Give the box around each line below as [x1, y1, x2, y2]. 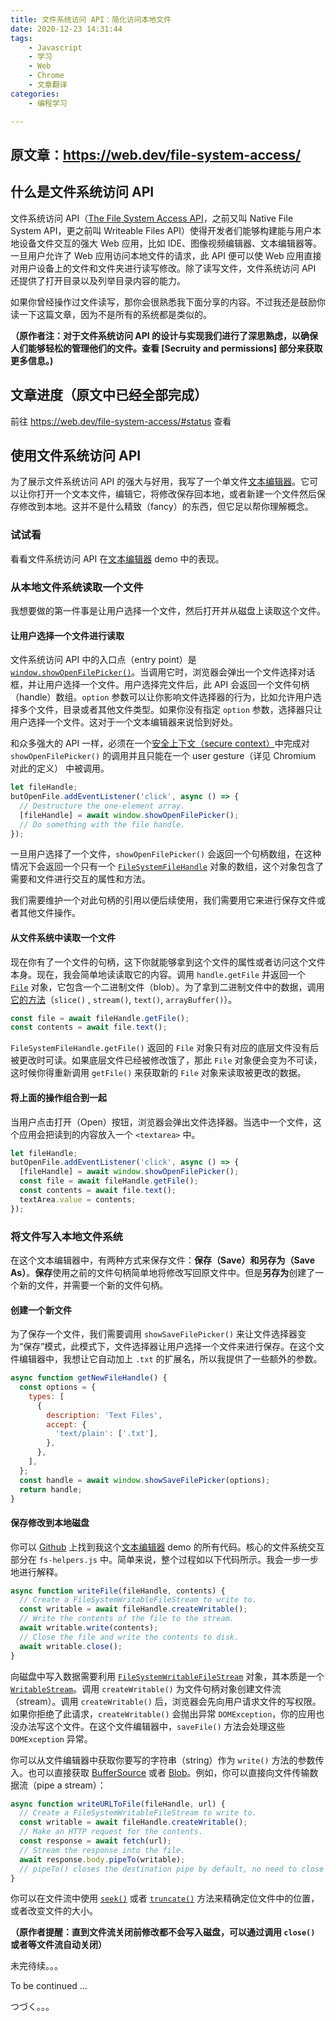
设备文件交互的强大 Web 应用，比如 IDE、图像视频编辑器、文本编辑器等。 [18, 237, 322, 249]
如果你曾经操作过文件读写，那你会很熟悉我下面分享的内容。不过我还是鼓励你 [10, 296, 326, 308]
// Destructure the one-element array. [19, 801, 186, 811]
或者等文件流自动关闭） [10, 1939, 107, 1951]
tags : [10, 33, 33, 43]
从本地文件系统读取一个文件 [10, 580, 144, 594]
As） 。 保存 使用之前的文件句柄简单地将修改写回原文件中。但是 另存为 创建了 [10, 1266, 316, 1278]
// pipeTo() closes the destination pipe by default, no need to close [19, 1864, 325, 1874]
